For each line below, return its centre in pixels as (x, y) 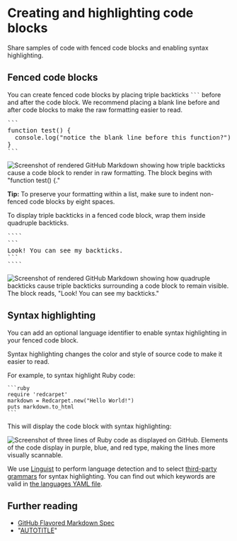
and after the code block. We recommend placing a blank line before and (114, 102)
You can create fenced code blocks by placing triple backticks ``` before (114, 94)
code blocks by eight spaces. (72, 201)
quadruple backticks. (38, 223)
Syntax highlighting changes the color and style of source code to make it (115, 354)
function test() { (39, 130)
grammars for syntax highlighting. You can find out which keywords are (111, 476)
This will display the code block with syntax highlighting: (89, 426)
